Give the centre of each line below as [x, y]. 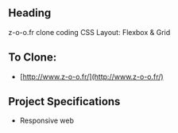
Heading [30, 13]
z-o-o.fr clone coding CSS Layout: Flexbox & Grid [89, 32]
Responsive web [46, 121]
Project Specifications [64, 102]
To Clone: [33, 58]
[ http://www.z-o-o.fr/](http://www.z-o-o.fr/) [92, 76]
